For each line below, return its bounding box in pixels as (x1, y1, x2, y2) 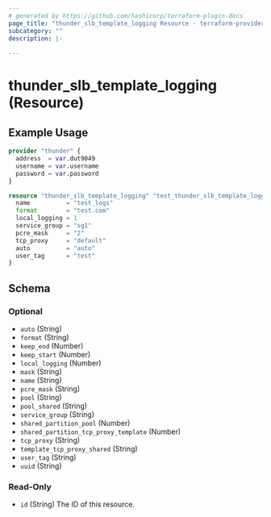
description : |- (8, 34, 63, 43)
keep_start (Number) (19, 349, 91, 359)
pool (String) (19, 392, 62, 402)
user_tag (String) (19, 452, 77, 462)
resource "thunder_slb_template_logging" (8, 191, 150, 200)
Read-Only (8, 481, 52, 492)
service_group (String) (19, 409, 95, 419)
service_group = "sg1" (15, 222, 92, 230)
